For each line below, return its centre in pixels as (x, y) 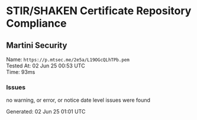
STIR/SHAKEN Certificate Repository (99, 11)
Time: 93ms (21, 72)
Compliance (36, 23)
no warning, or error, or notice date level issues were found (78, 100)
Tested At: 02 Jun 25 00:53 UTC (46, 66)
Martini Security (37, 45)
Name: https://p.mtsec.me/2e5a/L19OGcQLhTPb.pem (68, 59)
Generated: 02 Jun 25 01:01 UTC (46, 112)
